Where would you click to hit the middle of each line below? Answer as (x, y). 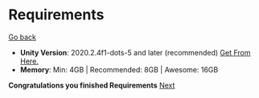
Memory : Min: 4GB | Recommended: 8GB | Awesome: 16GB (119, 69)
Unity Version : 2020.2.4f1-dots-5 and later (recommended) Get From (135, 52)
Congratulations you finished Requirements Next (92, 85)
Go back (23, 37)
